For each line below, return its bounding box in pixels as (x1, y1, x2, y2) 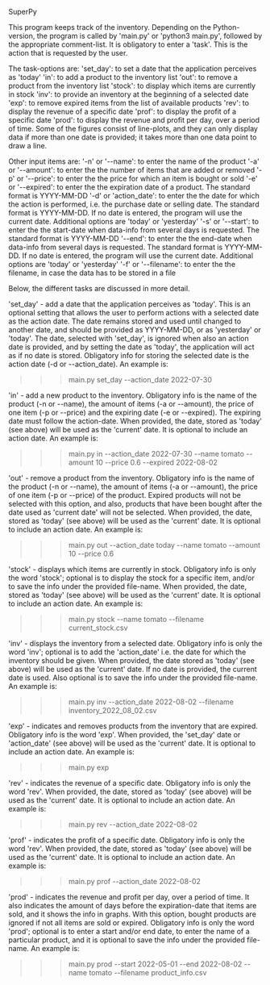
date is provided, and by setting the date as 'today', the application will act (8, 342, 255, 352)
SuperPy (8, 7, 38, 16)
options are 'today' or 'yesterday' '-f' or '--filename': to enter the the (8, 260, 236, 269)
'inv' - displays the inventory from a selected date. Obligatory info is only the (8, 639, 263, 648)
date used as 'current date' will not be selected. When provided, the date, (8, 507, 252, 517)
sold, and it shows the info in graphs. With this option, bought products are (8, 909, 256, 919)
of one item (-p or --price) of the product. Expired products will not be (8, 490, 242, 499)
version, (8, 31, 35, 40)
